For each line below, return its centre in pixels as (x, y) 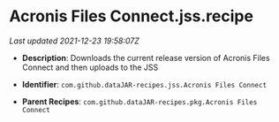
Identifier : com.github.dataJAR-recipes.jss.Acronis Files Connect (144, 84)
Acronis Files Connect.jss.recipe (132, 16)
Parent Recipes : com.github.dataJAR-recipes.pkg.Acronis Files (139, 101)
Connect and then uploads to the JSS (90, 67)
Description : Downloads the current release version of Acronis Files (146, 57)
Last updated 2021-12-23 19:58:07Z (74, 41)
